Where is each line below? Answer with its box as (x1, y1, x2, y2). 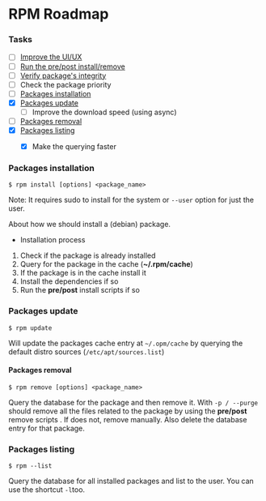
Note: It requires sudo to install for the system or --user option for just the (8, 195, 255, 205)
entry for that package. (8, 423, 85, 433)
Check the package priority (19, 79, 112, 89)
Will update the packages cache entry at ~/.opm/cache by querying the (8, 338, 243, 348)
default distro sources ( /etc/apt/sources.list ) (8, 346, 165, 357)
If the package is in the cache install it (19, 268, 147, 278)
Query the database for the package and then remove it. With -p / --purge (8, 397, 259, 407)
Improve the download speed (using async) (32, 107, 177, 117)
